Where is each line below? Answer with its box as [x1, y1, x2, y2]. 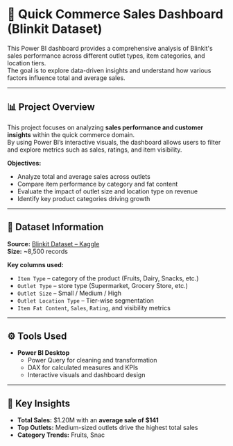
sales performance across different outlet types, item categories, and [7, 51, 205, 60]
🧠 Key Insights [7, 397, 71, 409]
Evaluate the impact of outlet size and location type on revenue [17, 187, 198, 196]
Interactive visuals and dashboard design [27, 371, 146, 379]
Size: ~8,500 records [7, 247, 68, 255]
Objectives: [7, 159, 42, 167]
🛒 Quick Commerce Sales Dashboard [7, 6, 223, 22]
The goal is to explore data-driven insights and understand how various [7, 66, 212, 74]
